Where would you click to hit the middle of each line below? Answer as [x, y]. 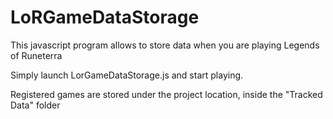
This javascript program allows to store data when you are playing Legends [165, 45]
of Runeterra [36, 55]
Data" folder [35, 105]
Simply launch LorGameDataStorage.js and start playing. [127, 75]
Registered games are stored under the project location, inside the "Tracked [166, 94]
